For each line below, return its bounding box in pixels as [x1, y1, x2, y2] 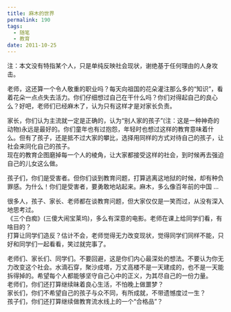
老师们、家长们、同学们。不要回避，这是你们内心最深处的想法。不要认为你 [7, 254, 218, 263]
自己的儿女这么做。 [7, 159, 62, 167]
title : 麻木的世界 [7, 10, 55, 17]
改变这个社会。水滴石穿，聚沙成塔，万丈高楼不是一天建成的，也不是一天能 [12, 263, 224, 271]
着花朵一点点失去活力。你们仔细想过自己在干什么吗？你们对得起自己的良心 [7, 93, 218, 101]
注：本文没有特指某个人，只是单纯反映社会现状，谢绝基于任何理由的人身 [7, 62, 212, 69]
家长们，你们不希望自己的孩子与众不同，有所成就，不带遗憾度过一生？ [7, 289, 206, 297]
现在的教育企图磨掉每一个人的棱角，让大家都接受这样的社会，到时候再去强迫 [7, 151, 224, 158]
